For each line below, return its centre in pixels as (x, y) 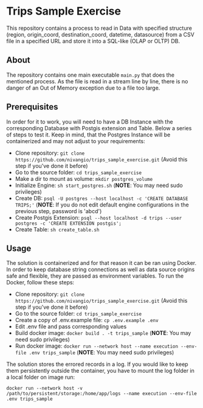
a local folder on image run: (41, 377)
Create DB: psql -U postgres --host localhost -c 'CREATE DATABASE (101, 198)
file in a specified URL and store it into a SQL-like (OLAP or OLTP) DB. (93, 41)
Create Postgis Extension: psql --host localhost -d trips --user (98, 217)
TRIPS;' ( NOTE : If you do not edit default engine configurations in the (102, 205)
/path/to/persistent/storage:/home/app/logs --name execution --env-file (102, 394)
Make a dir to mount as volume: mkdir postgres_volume (84, 178)
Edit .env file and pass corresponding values (71, 326)
